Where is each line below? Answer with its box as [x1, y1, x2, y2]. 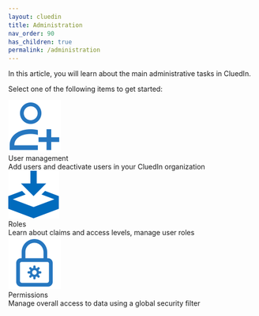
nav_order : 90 [8, 29, 55, 37]
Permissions [8, 290, 49, 300]
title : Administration [8, 21, 83, 29]
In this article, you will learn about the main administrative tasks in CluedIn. [8, 69, 251, 78]
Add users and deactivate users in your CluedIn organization [8, 162, 205, 172]
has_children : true [8, 38, 73, 46]
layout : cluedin [8, 13, 62, 21]
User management [8, 154, 69, 163]
